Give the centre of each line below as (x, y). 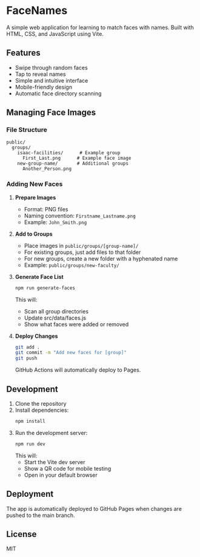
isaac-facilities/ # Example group (69, 153)
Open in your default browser (61, 475)
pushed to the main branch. (41, 515)
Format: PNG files (46, 209)
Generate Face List (39, 276)
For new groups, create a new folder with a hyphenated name (101, 258)
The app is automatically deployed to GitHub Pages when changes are (94, 508)
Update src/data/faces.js (55, 318)
